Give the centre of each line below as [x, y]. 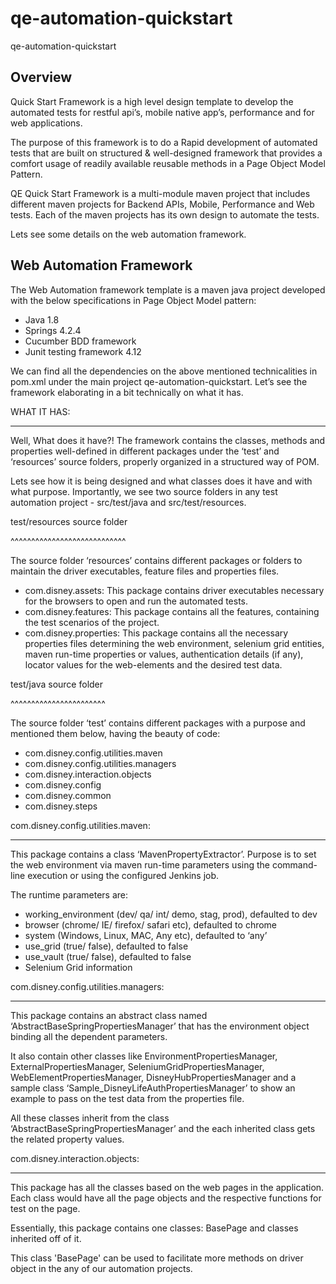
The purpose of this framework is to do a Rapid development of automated [164, 142]
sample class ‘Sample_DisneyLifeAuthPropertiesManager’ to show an [153, 1088]
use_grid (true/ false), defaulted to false [106, 946]
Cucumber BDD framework [80, 341]
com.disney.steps [61, 806]
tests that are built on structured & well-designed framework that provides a [166, 153]
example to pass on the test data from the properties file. [127, 1098]
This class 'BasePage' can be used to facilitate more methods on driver [157, 1258]
